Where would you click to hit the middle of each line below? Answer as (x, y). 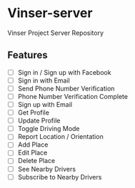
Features (27, 55)
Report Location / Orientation (60, 137)
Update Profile (39, 121)
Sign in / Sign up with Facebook (65, 72)
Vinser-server (50, 13)
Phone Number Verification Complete (73, 96)
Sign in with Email (44, 80)
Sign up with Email (45, 104)
